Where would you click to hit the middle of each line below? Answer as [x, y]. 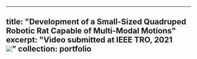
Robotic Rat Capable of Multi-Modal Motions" [91, 31]
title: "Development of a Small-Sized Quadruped [96, 22]
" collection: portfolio [52, 49]
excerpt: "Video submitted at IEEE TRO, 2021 [89, 40]
